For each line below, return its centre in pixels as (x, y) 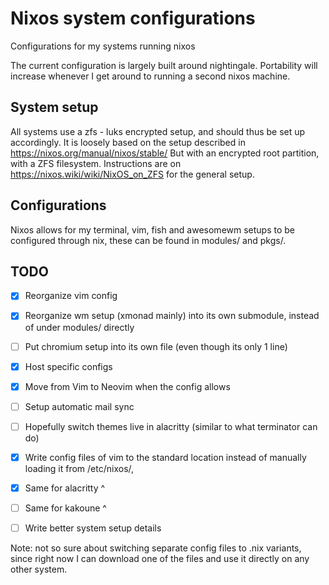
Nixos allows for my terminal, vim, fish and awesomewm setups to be (153, 229)
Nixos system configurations (133, 18)
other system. (39, 569)
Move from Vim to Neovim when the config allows (127, 386)
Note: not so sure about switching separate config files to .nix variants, (156, 548)
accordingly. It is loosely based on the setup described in (128, 142)
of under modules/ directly (79, 327)
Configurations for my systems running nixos (103, 46)
